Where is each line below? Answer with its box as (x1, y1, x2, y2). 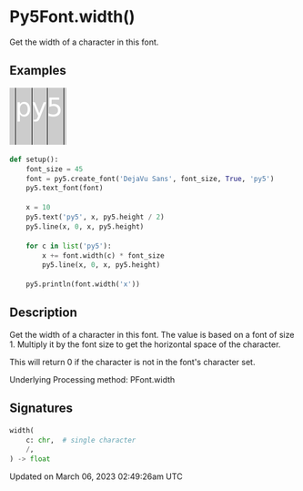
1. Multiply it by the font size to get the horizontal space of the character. (9, 339, 281, 350)
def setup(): (9, 155, 59, 164)
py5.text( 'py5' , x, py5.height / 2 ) (25, 212, 166, 221)
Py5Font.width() (9, 6, 136, 27)
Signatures (9, 401, 74, 416)
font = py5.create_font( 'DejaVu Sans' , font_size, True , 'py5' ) (25, 174, 275, 183)
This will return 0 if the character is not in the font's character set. (9, 356, 256, 367)
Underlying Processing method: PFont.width (9, 373, 176, 384)
